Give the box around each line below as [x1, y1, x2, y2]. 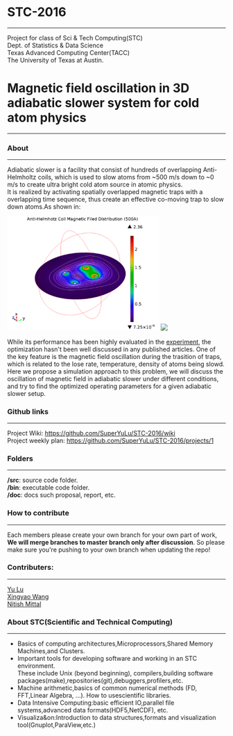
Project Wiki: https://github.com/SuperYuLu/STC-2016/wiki [7, 429, 175, 437]
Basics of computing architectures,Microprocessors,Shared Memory [17, 639, 214, 648]
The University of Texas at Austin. [7, 56, 104, 64]
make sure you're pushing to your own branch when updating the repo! [7, 545, 211, 554]
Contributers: [7, 563, 54, 573]
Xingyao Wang [7, 592, 49, 600]
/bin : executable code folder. [7, 483, 90, 492]
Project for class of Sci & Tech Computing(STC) [7, 33, 144, 42]
